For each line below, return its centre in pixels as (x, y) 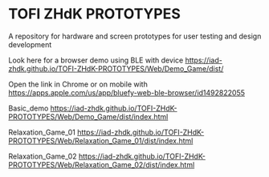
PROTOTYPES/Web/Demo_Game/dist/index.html (88, 116)
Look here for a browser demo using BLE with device (96, 60)
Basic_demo (29, 108)
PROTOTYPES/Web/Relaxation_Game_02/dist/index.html (102, 164)
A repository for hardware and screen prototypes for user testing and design (135, 36)
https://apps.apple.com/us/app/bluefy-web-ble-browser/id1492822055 (126, 92)
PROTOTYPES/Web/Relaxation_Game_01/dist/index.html (101, 140)
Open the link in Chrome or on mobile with (78, 84)
